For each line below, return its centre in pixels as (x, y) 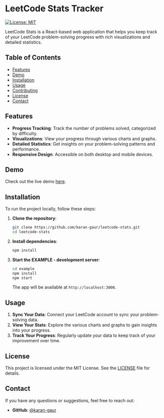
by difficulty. (25, 133)
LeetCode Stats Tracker (55, 9)
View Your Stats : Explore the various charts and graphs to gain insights (84, 325)
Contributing (25, 90)
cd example (23, 269)
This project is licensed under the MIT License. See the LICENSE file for (78, 368)
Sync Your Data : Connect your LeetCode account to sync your (76, 315)
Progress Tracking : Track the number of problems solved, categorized (84, 128)
